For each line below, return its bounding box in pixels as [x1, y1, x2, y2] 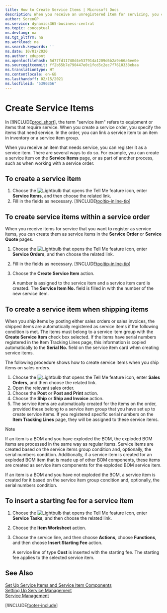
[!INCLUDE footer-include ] [5, 602, 58, 608]
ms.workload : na [5, 40, 39, 45]
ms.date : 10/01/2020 [5, 49, 48, 54]
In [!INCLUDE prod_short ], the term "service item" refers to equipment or [5, 119, 153, 125]
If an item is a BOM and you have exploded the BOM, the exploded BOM [5, 436, 153, 442]
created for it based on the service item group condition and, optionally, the [5, 477, 160, 483]
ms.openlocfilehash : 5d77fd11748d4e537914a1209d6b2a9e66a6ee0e [5, 58, 139, 63]
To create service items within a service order [5, 212, 150, 221]
